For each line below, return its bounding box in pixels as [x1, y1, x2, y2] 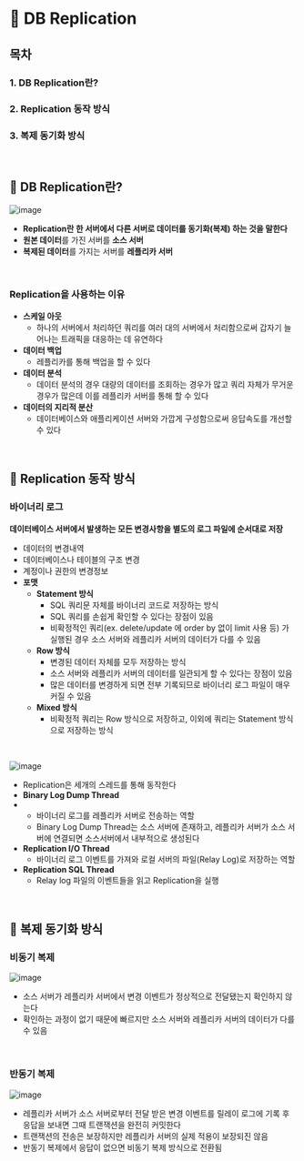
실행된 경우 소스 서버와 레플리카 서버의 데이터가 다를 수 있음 [49, 633, 261, 644]
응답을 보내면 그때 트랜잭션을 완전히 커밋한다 [22, 1119, 182, 1130]
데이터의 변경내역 [22, 542, 85, 553]
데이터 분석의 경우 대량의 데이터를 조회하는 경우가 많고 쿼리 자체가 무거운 [35, 379, 294, 389]
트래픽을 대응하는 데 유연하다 [60, 333, 164, 344]
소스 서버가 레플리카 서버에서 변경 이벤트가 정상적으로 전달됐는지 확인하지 [22, 991, 284, 1002]
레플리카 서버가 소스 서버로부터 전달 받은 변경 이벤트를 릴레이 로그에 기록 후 [22, 1107, 290, 1118]
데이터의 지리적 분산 [22, 401, 94, 412]
